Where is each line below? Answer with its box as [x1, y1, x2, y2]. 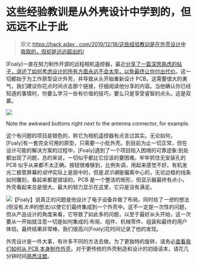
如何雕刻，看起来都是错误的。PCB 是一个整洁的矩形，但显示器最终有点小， [6, 176, 188, 183]
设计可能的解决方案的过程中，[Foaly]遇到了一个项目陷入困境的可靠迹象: [6, 146, 179, 153]
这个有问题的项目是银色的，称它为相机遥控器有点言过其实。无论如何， [6, 132, 176, 139]
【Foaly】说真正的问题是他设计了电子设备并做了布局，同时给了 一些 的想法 [12, 196, 189, 203]
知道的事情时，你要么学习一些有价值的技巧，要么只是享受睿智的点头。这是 [6, 89, 186, 97]
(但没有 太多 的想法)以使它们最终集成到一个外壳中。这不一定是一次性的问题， [6, 203, 190, 210]
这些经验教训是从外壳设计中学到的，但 [6, 5, 192, 19]
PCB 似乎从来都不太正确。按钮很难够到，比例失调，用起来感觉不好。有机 [6, 161, 183, 168]
